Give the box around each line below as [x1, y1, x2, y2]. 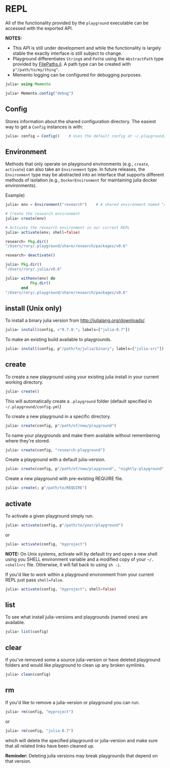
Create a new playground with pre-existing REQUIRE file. [5, 476, 123, 482]
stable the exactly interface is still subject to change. [12, 50, 122, 56]
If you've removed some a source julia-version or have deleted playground [5, 657, 161, 663]
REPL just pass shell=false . [5, 576, 64, 583]
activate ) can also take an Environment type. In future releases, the [5, 166, 145, 172]
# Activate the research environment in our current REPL [5, 225, 130, 230]
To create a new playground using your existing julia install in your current [5, 374, 159, 380]
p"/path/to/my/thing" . [12, 66, 60, 72]
